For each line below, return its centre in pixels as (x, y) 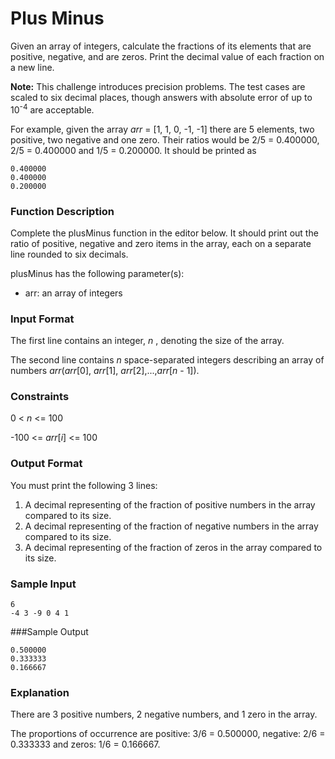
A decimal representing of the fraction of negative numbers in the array (171, 526)
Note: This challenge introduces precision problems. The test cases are (158, 86)
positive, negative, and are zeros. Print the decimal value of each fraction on (167, 56)
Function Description (62, 211)
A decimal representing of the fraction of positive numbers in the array (170, 504)
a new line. (32, 67)
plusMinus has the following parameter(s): (97, 273)
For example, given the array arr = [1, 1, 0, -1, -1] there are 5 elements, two (162, 129)
